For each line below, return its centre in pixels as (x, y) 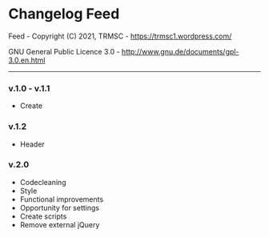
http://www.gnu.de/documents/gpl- (180, 51)
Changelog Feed (64, 14)
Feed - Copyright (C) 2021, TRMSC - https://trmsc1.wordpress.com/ (120, 36)
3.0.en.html (27, 60)
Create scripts (43, 216)
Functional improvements (62, 199)
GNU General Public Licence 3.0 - (64, 51)
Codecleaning (43, 182)
